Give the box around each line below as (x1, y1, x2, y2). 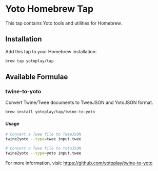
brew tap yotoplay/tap (5, 58, 54, 63)
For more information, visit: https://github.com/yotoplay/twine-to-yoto (5, 160, 153, 166)
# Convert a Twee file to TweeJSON (5, 132, 82, 137)
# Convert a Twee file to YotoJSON (5, 146, 82, 151)
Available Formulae (5, 73, 68, 81)
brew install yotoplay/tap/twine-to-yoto (5, 110, 95, 115)
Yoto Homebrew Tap (5, 3, 94, 15)
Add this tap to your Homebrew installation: (5, 48, 97, 54)
